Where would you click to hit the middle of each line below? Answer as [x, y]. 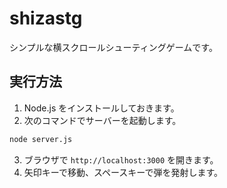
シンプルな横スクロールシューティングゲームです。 [113, 47]
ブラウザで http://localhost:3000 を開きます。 [121, 159]
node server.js [41, 139]
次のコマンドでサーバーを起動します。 [102, 120]
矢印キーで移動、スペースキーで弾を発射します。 [123, 172]
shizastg [46, 18]
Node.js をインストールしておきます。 [101, 108]
